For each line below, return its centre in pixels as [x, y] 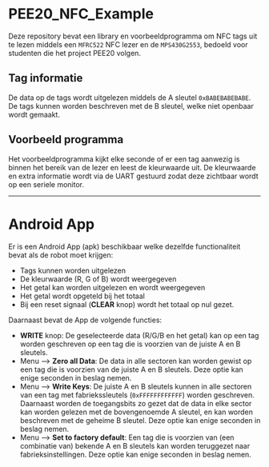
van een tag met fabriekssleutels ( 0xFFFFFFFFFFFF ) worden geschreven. [137, 395]
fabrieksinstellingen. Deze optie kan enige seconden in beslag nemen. [136, 454]
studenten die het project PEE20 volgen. [75, 53]
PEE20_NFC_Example [81, 14]
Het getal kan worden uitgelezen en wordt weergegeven [112, 287]
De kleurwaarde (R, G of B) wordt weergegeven [98, 279]
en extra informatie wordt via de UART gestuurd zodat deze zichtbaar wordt [133, 176]
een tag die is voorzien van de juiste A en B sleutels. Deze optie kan [132, 369]
